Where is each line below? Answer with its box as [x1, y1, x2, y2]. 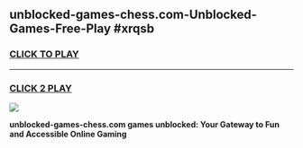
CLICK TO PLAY [9, 48, 79, 61]
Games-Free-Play [9, 22, 111, 37]
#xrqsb [113, 22, 155, 37]
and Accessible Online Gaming [9, 128, 127, 139]
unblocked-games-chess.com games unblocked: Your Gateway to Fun [9, 118, 280, 129]
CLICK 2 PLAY [9, 82, 72, 94]
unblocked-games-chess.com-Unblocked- [9, 7, 257, 22]
